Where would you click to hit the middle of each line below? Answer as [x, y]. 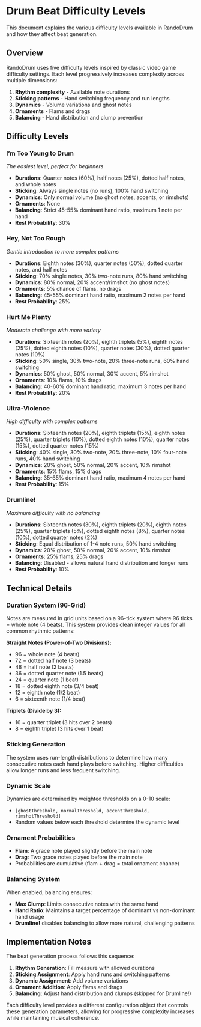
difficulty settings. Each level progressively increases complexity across [95, 74]
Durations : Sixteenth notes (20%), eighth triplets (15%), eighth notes [100, 433]
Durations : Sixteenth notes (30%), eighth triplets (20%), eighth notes [101, 525]
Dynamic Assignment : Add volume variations [71, 981]
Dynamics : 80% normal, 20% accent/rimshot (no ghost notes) [92, 282]
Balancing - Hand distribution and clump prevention [79, 117]
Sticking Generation [36, 745]
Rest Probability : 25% [43, 301]
